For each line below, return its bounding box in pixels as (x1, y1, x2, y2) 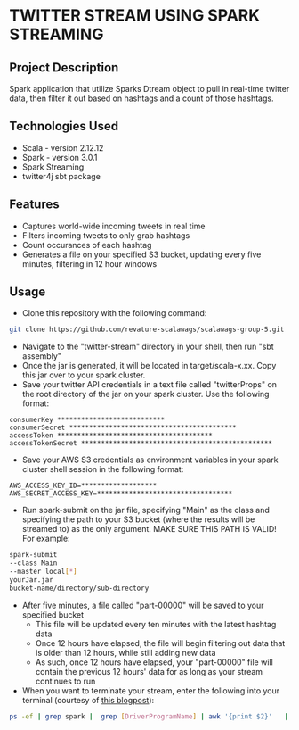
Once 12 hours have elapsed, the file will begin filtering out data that (35, 637, 286, 648)
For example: (21, 533, 70, 544)
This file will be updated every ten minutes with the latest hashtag (35, 618, 277, 629)
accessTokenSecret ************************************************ (9, 439, 273, 448)
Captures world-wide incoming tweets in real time (21, 220, 206, 231)
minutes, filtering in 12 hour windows (21, 258, 158, 269)
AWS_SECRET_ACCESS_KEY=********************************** (9, 489, 233, 498)
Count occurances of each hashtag (21, 239, 152, 250)
